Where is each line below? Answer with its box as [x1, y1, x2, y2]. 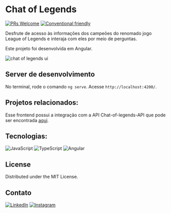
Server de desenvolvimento [5, 70, 95, 79]
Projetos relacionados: [5, 98, 79, 107]
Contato [5, 188, 32, 197]
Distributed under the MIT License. [5, 174, 78, 180]
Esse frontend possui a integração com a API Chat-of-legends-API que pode [5, 112, 166, 118]
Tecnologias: [5, 132, 47, 140]
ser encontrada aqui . [5, 117, 49, 123]
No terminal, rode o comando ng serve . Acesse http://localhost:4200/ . [5, 83, 157, 89]
